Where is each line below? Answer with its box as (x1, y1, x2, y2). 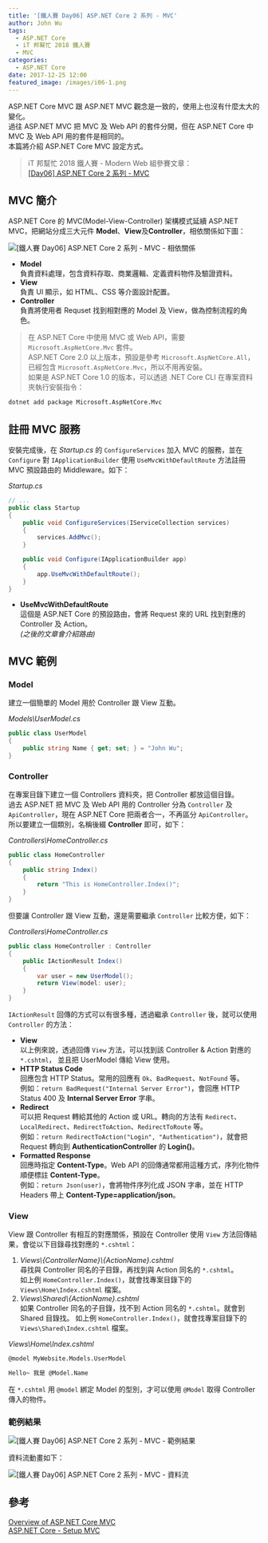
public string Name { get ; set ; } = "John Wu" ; (22, 744, 183, 752)
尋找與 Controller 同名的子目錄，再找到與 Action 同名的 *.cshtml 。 (19, 1265, 238, 1275)
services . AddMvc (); (37, 534, 102, 542)
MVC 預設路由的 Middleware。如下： (8, 465, 130, 475)
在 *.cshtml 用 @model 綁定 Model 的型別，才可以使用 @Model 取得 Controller (8, 1385, 255, 1395)
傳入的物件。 (8, 1395, 50, 1404)
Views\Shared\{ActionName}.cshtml (19, 1294, 140, 1304)
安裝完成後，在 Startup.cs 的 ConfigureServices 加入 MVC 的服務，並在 (8, 445, 243, 455)
